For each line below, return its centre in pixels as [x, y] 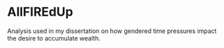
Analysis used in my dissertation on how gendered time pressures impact [112, 31]
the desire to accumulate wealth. [54, 38]
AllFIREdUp [40, 12]
